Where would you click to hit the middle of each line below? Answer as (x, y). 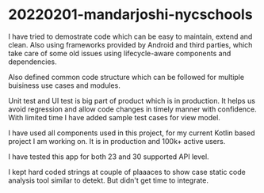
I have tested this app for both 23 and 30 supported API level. (109, 157)
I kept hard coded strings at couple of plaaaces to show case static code (127, 172)
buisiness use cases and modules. (64, 85)
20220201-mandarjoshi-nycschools (130, 15)
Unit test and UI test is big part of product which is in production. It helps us (132, 100)
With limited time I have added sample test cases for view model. (114, 117)
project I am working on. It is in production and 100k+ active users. (117, 141)
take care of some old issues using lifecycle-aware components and (120, 53)
